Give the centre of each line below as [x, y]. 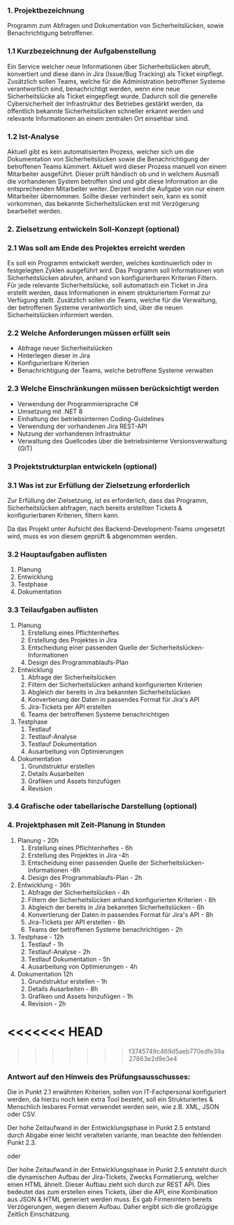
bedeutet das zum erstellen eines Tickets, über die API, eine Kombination [112, 1191]
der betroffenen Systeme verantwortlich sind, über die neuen [95, 308]
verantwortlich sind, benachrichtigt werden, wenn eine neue [94, 89]
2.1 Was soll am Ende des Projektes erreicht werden [96, 248]
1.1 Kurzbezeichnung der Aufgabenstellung [82, 51]
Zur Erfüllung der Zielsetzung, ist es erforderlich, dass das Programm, [108, 500]
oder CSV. [22, 1114]
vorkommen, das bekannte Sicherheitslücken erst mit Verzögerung [103, 203]
